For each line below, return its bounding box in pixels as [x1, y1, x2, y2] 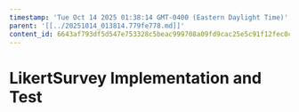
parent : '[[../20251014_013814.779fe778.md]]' [9, 21, 185, 30]
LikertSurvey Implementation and [9, 68, 263, 88]
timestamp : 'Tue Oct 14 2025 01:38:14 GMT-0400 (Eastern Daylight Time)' [9, 12, 289, 22]
